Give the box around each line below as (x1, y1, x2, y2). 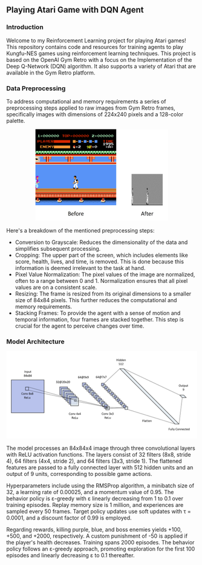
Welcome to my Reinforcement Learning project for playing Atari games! (6, 36, 186, 44)
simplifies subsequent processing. (15, 245, 101, 252)
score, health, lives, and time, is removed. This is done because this (15, 257, 184, 265)
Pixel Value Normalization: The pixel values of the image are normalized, (15, 271, 195, 278)
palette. (6, 117, 25, 124)
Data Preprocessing (6, 84, 66, 93)
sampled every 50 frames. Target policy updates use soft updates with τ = (6, 507, 192, 515)
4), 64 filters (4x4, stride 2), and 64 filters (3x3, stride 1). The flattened (6, 457, 183, 464)
